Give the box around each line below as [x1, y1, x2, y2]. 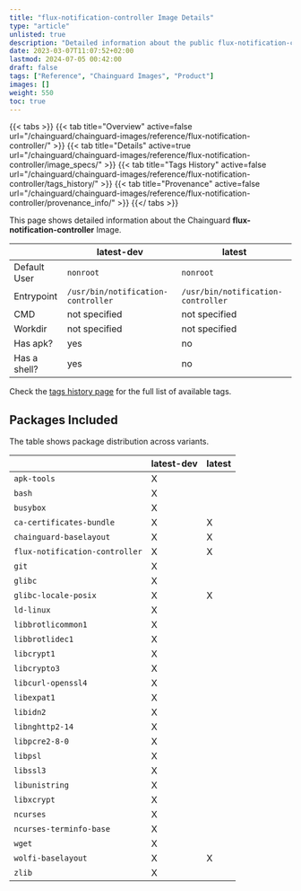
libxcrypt [13, 795, 56, 805]
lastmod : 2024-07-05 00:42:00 [9, 55, 123, 64]
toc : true [9, 96, 47, 106]
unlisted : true [9, 30, 66, 39]
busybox [13, 503, 47, 513]
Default [13, 261, 45, 274]
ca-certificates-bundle [13, 517, 116, 528]
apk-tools [13, 473, 56, 484]
